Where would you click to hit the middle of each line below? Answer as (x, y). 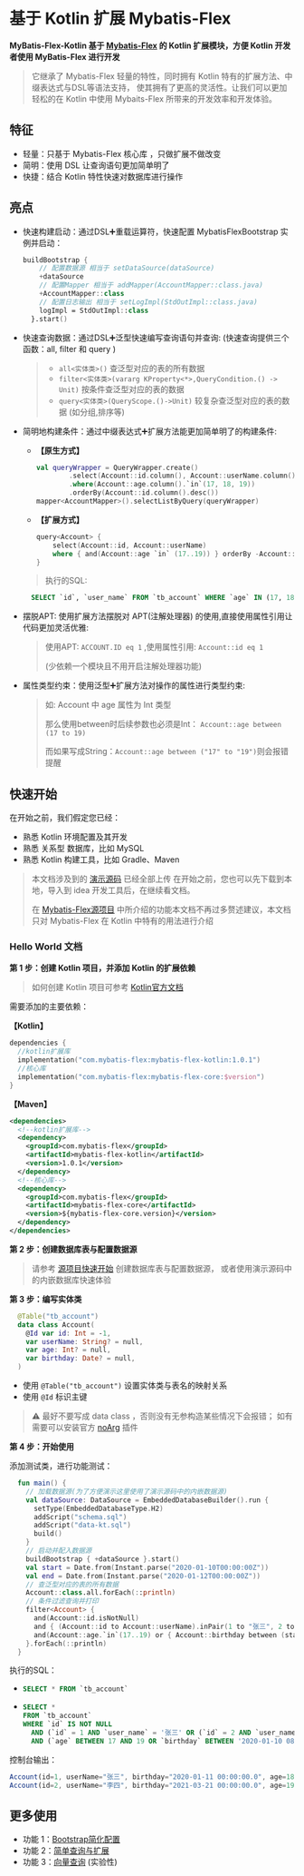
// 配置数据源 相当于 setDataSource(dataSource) (127, 269)
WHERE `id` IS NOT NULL (67, 1724)
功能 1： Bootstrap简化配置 (71, 1840)
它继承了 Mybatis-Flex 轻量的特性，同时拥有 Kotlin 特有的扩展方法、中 (162, 76)
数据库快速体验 (83, 1280)
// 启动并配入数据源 (59, 1551)
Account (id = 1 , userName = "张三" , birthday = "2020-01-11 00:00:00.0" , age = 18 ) (154, 1777)
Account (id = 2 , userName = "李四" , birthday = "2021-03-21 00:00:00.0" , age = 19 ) (154, 1785)
